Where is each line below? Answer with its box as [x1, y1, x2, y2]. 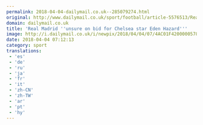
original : [6, 14, 31, 20]
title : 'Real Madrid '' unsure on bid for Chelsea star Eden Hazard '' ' [6, 25, 188, 32]
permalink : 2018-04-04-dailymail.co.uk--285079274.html [6, 8, 150, 15]
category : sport [6, 43, 47, 49]
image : [6, 31, 23, 37]
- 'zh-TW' [8, 93, 34, 99]
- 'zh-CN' [8, 87, 34, 93]
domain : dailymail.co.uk [6, 20, 69, 26]
